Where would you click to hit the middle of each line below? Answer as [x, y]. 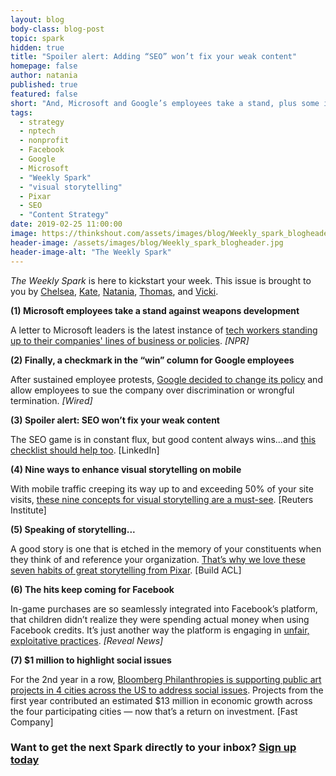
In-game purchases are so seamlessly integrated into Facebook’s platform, [164, 608]
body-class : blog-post [57, 29]
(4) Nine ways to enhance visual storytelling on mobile [126, 469]
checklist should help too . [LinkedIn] [85, 450]
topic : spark [37, 38]
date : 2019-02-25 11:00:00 [66, 224]
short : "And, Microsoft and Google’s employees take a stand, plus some [165, 103]
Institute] [28, 510]
